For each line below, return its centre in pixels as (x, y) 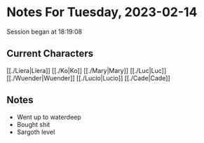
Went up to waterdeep (49, 117)
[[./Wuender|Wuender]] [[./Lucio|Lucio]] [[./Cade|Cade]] (88, 78)
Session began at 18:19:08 (44, 32)
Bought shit (33, 124)
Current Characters (50, 54)
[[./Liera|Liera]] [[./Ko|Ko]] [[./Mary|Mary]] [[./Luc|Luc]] (87, 70)
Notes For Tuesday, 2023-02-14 (102, 12)
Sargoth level (36, 132)
